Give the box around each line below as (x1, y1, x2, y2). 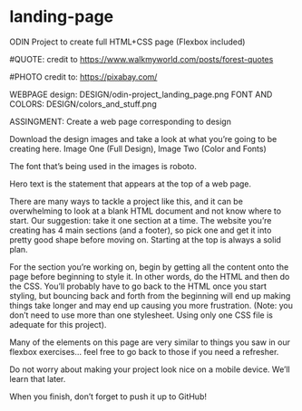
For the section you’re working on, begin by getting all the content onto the (9, 261, 289, 272)
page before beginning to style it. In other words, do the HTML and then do (9, 271, 290, 282)
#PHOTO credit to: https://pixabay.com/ (9, 71, 158, 82)
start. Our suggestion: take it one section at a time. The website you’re (9, 215, 272, 225)
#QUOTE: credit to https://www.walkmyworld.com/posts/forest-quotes (9, 53, 274, 64)
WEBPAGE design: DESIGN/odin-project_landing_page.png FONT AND (9, 89, 273, 100)
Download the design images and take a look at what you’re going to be (9, 133, 278, 144)
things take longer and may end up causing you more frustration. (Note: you (9, 300, 293, 311)
